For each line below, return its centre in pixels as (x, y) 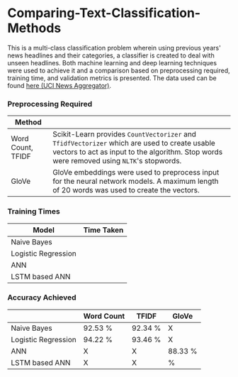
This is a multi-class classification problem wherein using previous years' (114, 48)
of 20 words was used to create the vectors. (126, 190)
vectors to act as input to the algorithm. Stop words (138, 152)
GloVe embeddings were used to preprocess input (136, 173)
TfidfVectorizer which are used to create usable (134, 143)
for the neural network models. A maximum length (136, 181)
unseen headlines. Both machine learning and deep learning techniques (112, 62)
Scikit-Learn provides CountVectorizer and (125, 134)
